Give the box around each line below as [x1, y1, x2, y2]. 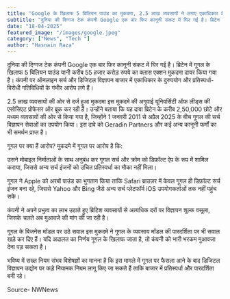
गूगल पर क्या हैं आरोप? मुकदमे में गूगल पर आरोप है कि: [7, 142, 123, 150]
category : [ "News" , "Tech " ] [7, 36, 90, 42]
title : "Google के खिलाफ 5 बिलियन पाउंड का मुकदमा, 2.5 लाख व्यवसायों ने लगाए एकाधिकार [7, 10, 218, 17]
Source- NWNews [7, 285, 58, 294]
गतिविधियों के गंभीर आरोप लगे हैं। [21, 83, 94, 92]
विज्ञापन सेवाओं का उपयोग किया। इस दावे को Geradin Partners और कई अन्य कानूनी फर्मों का [7, 120, 217, 129]
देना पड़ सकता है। [7, 243, 47, 250]
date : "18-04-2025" [7, 23, 63, 29]
